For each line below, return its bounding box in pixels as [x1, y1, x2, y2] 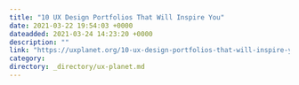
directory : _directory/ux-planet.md [9, 63, 145, 72]
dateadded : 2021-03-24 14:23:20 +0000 [9, 29, 153, 38]
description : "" [9, 37, 69, 47]
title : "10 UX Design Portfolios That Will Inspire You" [9, 12, 225, 22]
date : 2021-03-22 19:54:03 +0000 [9, 21, 133, 30]
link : [9, 46, 29, 55]
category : [9, 54, 46, 63]
